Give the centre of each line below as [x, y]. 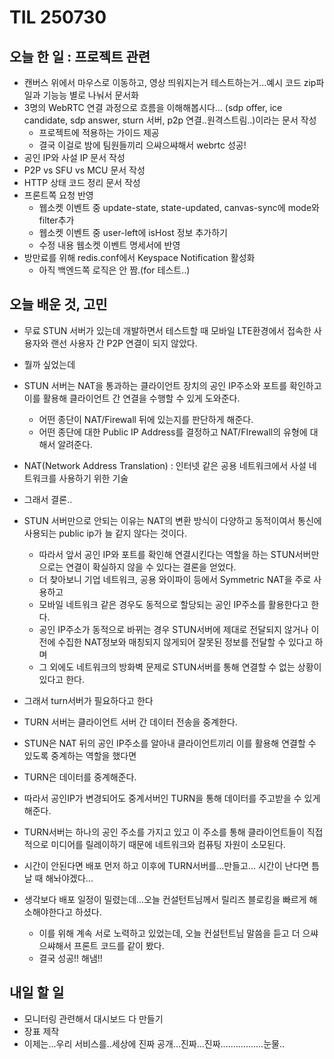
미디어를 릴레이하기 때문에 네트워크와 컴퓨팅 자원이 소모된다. [168, 844]
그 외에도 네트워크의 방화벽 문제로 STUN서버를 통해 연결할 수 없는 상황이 [180, 667]
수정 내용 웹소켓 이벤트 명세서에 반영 [109, 245]
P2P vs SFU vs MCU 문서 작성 [84, 170]
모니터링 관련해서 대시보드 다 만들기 [93, 1018]
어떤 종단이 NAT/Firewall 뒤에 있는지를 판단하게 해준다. [146, 419]
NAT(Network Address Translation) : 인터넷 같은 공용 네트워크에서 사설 [165, 465]
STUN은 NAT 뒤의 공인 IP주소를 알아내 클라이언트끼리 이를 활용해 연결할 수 [170, 743]
